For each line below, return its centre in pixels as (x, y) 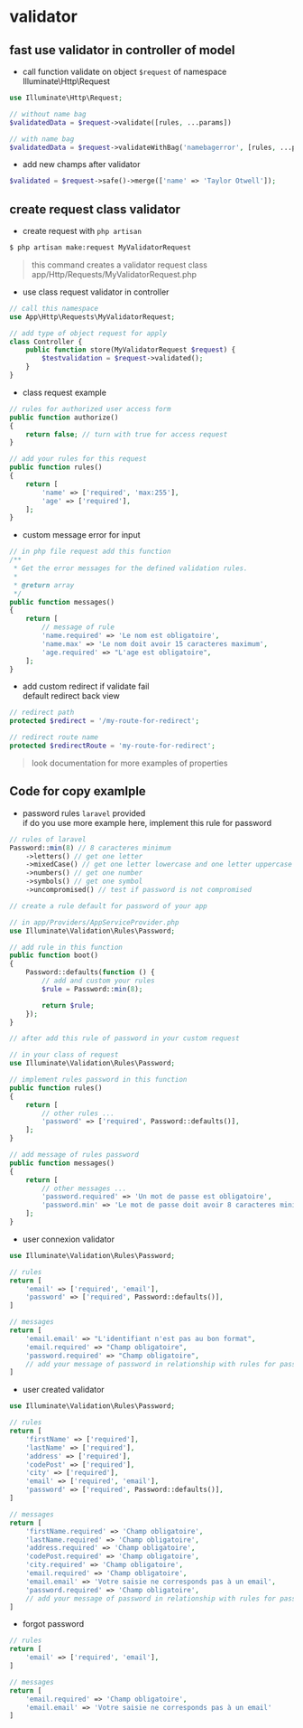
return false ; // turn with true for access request (127, 434)
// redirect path (42, 713)
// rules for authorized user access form (90, 409)
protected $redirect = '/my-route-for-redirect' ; (105, 721)
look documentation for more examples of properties (129, 763)
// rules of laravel (48, 839)
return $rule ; (68, 1005)
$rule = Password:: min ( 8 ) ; (92, 989)
